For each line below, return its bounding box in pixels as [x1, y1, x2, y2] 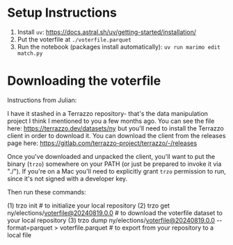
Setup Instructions [7, 5, 117, 21]
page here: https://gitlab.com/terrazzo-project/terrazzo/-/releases [7, 139, 198, 147]
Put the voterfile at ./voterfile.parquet [17, 35, 132, 43]
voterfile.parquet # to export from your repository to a [59, 223, 214, 232]
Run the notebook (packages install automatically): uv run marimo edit [17, 42, 220, 51]
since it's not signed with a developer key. [7, 174, 128, 183]
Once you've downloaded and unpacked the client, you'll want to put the [7, 152, 216, 160]
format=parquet [7, 223, 53, 232]
